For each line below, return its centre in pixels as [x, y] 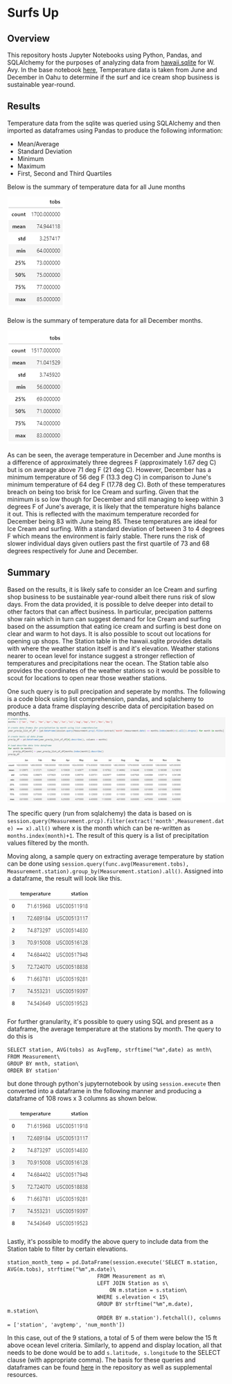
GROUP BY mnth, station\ [43, 1063]
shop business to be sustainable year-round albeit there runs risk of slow [111, 597]
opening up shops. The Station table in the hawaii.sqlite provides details [110, 641]
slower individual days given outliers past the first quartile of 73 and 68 [108, 543]
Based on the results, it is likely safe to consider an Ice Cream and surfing [112, 589]
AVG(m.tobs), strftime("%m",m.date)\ [62, 1269]
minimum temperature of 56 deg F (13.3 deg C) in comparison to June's [109, 477]
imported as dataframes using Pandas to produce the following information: [115, 130]
